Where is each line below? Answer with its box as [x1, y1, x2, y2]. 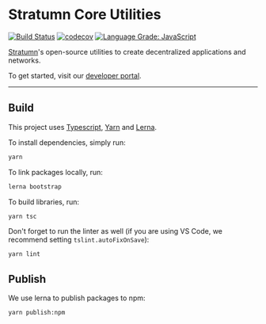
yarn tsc [8, 212, 37, 220]
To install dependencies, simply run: [8, 137, 126, 147]
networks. [8, 55, 41, 65]
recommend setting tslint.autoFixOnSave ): [8, 235, 150, 245]
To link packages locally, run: [8, 167, 103, 177]
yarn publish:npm [8, 309, 66, 317]
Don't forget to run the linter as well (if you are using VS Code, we [8, 227, 223, 236]
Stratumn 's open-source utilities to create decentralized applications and [8, 47, 246, 56]
